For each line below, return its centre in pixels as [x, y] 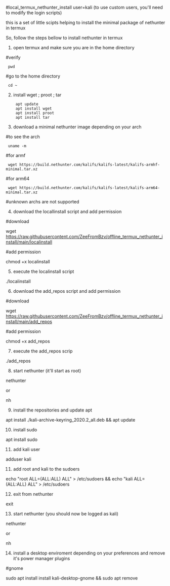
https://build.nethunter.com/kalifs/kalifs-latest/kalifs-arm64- [89, 188]
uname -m [17, 146]
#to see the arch [23, 137]
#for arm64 [18, 179]
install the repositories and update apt [53, 410]
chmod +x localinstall [28, 262]
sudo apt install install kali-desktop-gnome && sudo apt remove [72, 578]
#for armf [16, 155]
